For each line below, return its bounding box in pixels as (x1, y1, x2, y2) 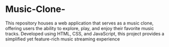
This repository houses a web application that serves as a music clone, (5, 20, 154, 26)
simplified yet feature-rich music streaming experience (5, 36, 120, 42)
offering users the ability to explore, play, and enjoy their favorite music (5, 25, 154, 31)
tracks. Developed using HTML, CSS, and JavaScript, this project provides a (5, 30, 164, 36)
